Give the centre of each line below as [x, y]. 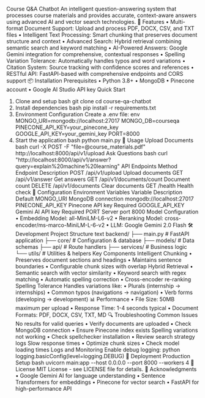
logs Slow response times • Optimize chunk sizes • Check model [97, 343]
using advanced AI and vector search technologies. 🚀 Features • [88, 22]
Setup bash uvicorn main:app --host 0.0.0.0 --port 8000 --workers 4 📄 [105, 363]
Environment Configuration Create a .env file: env [77, 114]
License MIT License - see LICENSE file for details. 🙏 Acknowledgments [106, 369]
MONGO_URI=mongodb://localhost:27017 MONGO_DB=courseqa [97, 121]
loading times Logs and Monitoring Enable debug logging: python [98, 350]
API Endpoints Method [149, 166]
